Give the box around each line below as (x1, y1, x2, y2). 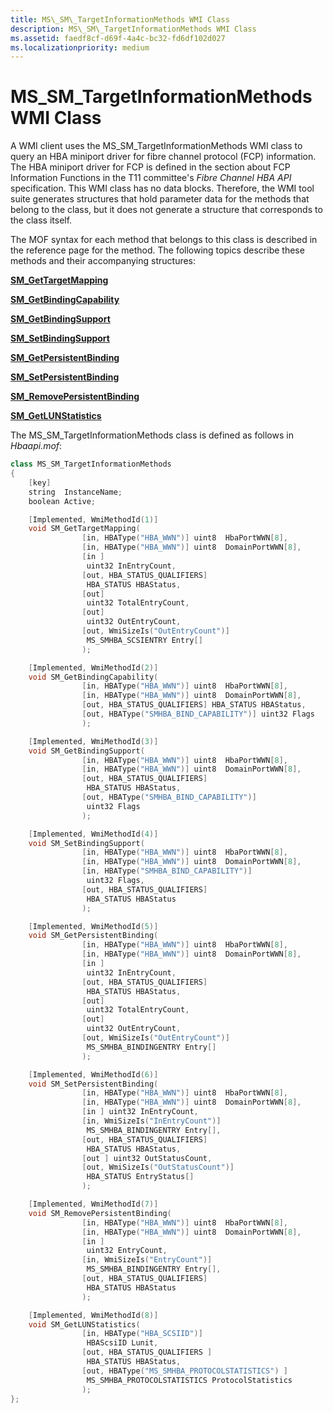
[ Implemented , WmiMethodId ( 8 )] (28, 1310, 159, 1320)
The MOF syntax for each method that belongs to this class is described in (10, 234, 318, 246)
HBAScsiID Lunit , (86, 1338, 159, 1348)
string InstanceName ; (28, 487, 123, 497)
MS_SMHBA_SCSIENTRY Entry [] (86, 635, 203, 645)
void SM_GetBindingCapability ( (28, 672, 159, 682)
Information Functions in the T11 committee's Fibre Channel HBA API (10, 172, 292, 184)
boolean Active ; (28, 496, 97, 506)
